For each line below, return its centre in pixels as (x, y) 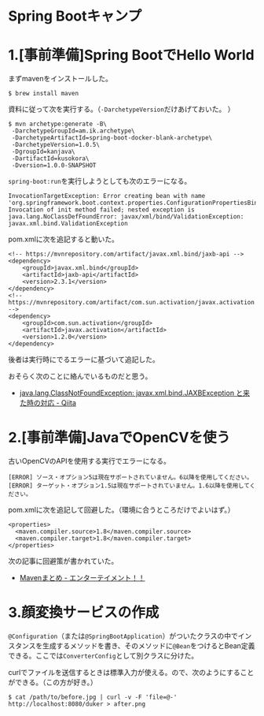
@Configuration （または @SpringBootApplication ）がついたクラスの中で (123, 636)
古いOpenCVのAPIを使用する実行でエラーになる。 (89, 461)
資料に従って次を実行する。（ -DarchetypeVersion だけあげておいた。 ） (121, 109)
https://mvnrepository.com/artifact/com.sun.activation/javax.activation (132, 303)
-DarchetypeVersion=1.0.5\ (56, 145)
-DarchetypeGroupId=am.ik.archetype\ (73, 131)
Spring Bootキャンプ (75, 16)
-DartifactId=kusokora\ (50, 158)
